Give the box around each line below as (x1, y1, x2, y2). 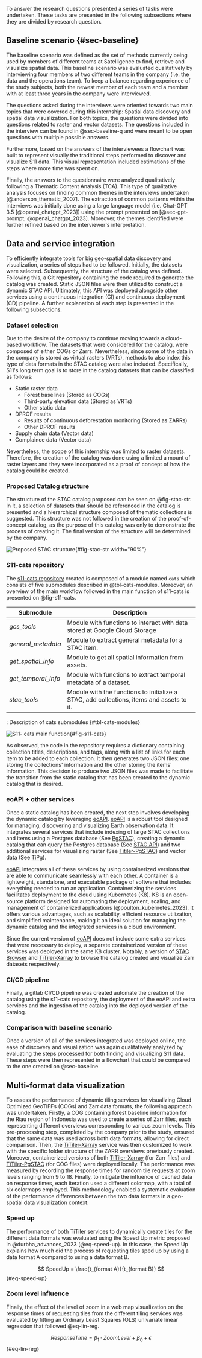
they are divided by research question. (6, 18, 102, 25)
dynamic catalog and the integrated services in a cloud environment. (6, 923, 177, 930)
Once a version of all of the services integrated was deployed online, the (6, 1037, 186, 1044)
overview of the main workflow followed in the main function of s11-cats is (6, 588, 189, 595)
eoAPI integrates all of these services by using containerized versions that (6, 865, 190, 872)
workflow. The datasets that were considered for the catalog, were (23, 341, 188, 348)
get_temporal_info (9, 674, 61, 682)
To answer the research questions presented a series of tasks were (6, 5, 173, 12)
